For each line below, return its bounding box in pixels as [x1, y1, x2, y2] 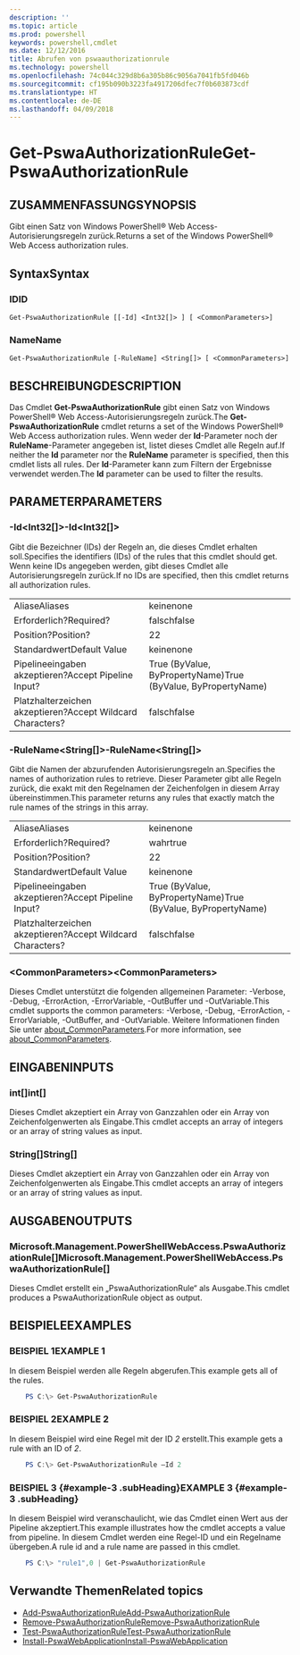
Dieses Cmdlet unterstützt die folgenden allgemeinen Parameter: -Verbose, [9, 987, 286, 997]
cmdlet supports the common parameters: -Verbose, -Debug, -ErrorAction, [9, 1005, 285, 1016]
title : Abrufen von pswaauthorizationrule [9, 55, 170, 63]
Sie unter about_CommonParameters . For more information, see [9, 1024, 242, 1035]
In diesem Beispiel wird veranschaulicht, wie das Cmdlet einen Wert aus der [9, 1513, 288, 1524]
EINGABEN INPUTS [9, 1060, 114, 1075]
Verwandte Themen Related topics [9, 1584, 204, 1599]
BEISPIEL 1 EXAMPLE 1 [9, 1345, 105, 1357]
